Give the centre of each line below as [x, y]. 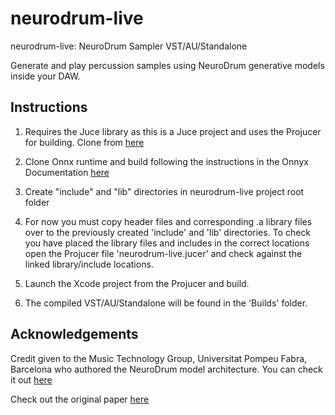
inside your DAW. [45, 76]
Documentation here [67, 172]
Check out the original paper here [80, 399]
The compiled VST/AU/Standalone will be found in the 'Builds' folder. [166, 303]
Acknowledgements [74, 334]
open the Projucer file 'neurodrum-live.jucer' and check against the [163, 253]
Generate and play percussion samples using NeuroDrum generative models [167, 65]
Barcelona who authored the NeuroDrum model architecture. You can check [166, 369]
